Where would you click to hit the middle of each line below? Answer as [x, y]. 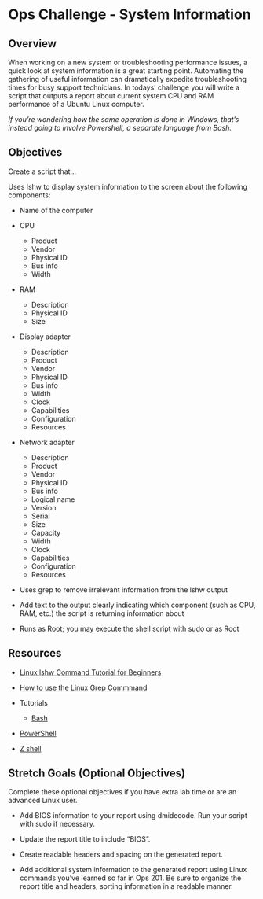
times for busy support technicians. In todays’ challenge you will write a [124, 87]
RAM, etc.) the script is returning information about [102, 613]
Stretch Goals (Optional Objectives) [97, 774]
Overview [33, 44]
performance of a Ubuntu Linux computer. [76, 104]
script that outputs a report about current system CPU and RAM [111, 96]
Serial [40, 516]
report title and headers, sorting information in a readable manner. [126, 886]
